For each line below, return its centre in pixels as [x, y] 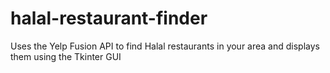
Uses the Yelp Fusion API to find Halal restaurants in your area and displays [165, 46]
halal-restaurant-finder [109, 18]
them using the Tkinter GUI [66, 56]
